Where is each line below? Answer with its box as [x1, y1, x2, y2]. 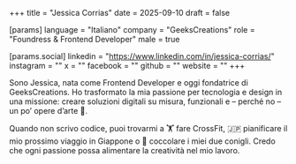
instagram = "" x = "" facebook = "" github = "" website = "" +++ [9, 61, 246, 71]
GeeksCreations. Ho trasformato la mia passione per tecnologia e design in [9, 87, 283, 97]
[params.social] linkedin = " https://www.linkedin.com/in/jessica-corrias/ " [9, 51, 276, 61]
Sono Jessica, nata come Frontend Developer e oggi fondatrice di [9, 78, 249, 87]
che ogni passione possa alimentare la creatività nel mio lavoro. [9, 145, 240, 155]
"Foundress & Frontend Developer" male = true [9, 34, 180, 44]
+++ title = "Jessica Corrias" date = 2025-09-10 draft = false [9, 8, 231, 18]
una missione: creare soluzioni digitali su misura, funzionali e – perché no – [9, 96, 281, 107]
